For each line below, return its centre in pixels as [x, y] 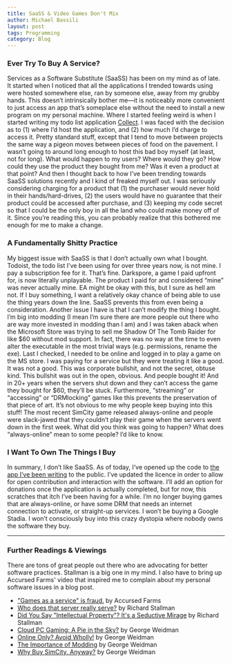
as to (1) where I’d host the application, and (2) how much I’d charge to [107, 130]
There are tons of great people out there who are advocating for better [108, 565]
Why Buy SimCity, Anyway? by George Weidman [86, 652]
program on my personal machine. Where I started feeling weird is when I [112, 115]
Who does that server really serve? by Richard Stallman [96, 608]
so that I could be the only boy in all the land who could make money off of [113, 211]
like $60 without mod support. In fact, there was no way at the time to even [114, 338]
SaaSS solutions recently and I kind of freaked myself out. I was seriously [112, 181]
